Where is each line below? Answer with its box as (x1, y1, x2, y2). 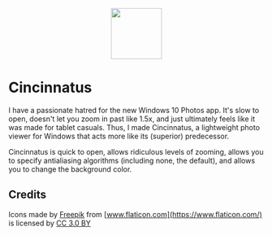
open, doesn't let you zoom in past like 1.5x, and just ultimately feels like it (8, 114, 256, 124)
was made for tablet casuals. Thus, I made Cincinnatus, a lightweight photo (8, 122, 261, 132)
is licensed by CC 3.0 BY (8, 218, 91, 228)
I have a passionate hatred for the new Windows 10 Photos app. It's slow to (8, 105, 260, 115)
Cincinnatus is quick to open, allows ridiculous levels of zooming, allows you (8, 146, 264, 156)
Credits (8, 188, 47, 202)
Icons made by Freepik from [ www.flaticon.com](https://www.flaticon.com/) (8, 209, 262, 219)
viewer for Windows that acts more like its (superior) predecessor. (8, 131, 230, 141)
